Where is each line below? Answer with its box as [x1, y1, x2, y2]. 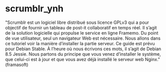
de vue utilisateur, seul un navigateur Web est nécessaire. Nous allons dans [5, 35, 161, 41]
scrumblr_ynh [5, 3, 64, 14]
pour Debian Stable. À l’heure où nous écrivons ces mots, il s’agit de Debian [5, 46, 161, 52]
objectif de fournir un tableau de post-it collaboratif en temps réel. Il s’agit [5, 24, 157, 30]
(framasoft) [5, 62, 28, 68]
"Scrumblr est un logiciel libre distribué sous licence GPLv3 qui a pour [5, 19, 149, 25]
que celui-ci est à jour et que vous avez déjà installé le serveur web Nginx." [5, 56, 160, 62]
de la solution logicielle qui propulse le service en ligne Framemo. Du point [5, 30, 158, 36]
